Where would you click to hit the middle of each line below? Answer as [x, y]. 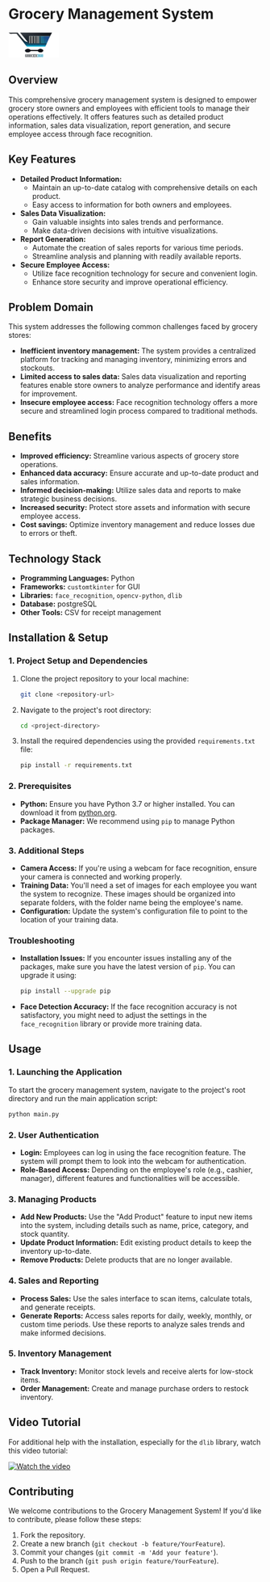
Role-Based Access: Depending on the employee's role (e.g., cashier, [136, 1170]
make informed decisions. [63, 1333]
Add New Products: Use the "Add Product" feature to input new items [136, 1217]
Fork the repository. [53, 1535]
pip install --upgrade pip [65, 991]
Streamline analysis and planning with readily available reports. [137, 256]
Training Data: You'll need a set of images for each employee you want [138, 885]
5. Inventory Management [60, 1353]
